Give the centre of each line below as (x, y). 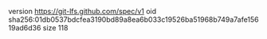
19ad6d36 (25, 28)
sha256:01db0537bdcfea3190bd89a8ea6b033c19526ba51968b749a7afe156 (133, 19)
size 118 (55, 28)
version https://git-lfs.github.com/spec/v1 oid (82, 11)
